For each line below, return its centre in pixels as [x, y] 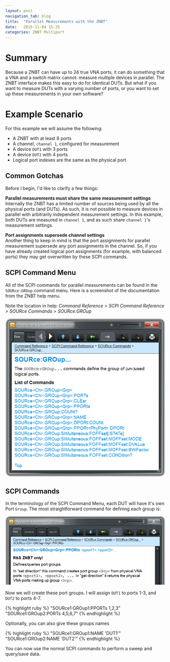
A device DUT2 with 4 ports [40, 155]
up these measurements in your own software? [54, 94]
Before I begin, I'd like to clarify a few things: [52, 188]
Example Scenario [44, 114]
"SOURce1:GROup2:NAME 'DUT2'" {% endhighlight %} [63, 639]
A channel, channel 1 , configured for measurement [66, 144]
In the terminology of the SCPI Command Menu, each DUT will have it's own [85, 504]
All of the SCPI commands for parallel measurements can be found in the [81, 285]
